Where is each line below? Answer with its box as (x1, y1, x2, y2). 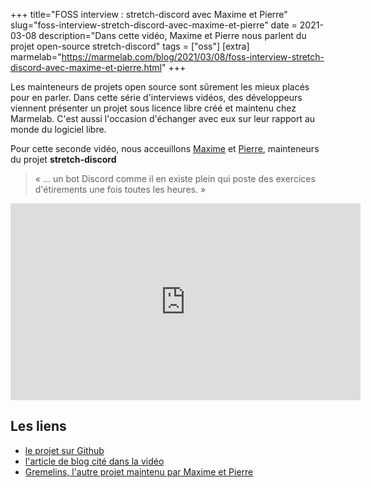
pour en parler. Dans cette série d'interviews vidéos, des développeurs (10, 92, 303, 103)
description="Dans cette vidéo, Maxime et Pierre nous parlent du (38, 30, 307, 41)
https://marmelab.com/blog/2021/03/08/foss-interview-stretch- (61, 51, 325, 63)
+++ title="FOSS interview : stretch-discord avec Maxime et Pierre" (10, 9, 288, 20)
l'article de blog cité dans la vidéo (24, 455, 165, 467)
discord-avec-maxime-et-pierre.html (10, 62, 162, 73)
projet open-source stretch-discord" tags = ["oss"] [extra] (10, 40, 250, 52)
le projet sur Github (24, 444, 105, 456)
